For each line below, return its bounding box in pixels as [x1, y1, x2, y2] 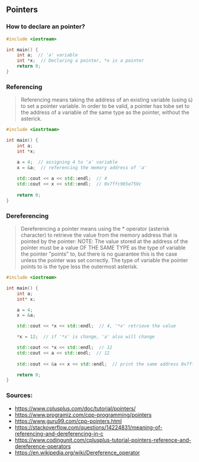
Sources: [6, 391, 33, 400]
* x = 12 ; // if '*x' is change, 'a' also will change [17, 334, 155, 340]
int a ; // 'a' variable [17, 52, 78, 58]
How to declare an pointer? [6, 23, 85, 31]
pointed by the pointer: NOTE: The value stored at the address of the [20, 238, 188, 245]
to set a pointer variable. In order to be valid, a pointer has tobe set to [20, 103, 190, 110]
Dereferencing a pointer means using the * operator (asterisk [20, 225, 170, 232]
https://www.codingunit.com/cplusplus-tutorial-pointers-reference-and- [14, 436, 191, 444]
